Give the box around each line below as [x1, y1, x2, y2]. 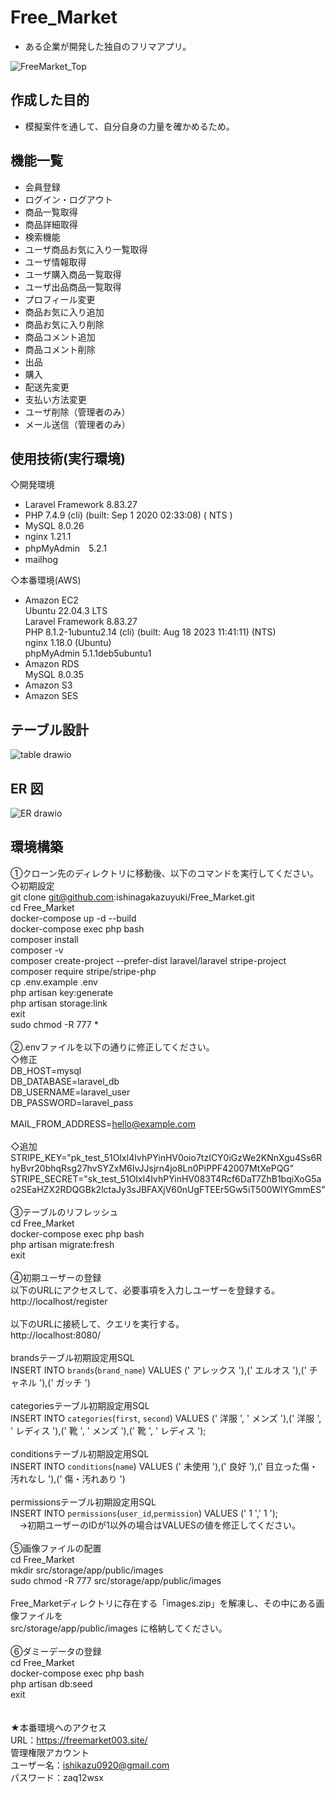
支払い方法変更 [24, 393, 87, 405]
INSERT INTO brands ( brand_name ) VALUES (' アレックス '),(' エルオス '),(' [10, 1364, 307, 1376]
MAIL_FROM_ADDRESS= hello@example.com [10, 1117, 196, 1130]
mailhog [24, 554, 58, 566]
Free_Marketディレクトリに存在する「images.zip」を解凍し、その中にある [10, 1597, 317, 1609]
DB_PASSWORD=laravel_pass [10, 1096, 134, 1108]
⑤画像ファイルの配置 [10, 1542, 102, 1554]
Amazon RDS [24, 658, 80, 670]
